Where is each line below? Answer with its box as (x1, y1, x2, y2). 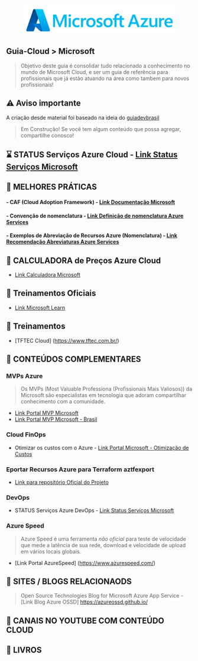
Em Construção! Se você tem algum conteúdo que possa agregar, (20, 125, 181, 132)
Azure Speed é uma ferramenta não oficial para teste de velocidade (20, 535, 186, 542)
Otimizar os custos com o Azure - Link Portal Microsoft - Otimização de (14, 444, 189, 451)
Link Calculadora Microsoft (14, 272, 81, 278)
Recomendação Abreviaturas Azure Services (6, 238, 119, 245)
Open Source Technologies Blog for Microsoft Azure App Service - (20, 592, 183, 599)
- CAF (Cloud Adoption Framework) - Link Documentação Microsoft (6, 199, 176, 206)
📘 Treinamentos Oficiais (6, 288, 96, 298)
